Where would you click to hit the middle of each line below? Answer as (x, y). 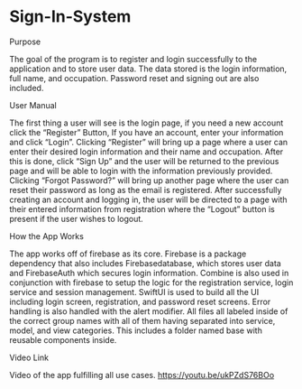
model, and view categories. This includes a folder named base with (136, 330)
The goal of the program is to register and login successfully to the (133, 59)
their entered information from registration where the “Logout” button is (142, 208)
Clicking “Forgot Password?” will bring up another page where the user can (149, 180)
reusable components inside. (63, 339)
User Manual (33, 105)
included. (27, 88)
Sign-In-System (70, 17)
